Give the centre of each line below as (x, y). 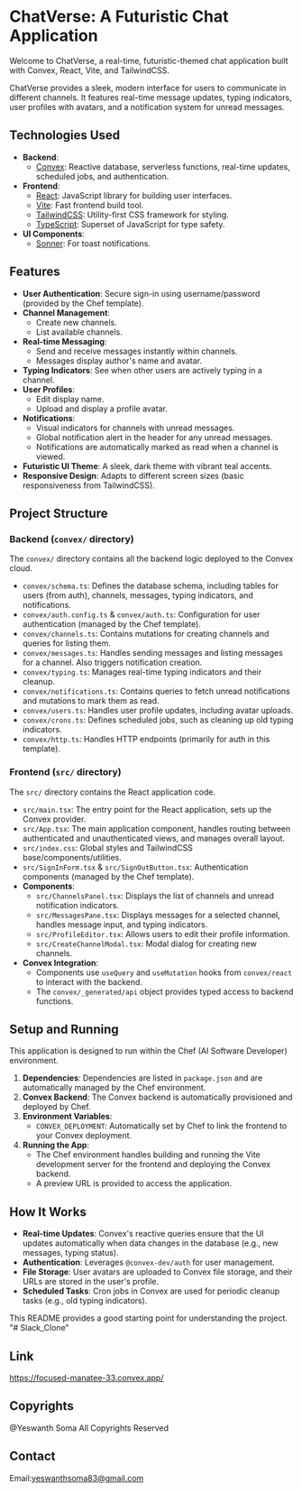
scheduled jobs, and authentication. (102, 176)
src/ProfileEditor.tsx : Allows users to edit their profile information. (163, 934)
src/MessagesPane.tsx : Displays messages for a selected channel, (158, 915)
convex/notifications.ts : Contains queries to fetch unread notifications (156, 691)
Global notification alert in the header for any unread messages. (154, 437)
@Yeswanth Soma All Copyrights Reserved (89, 1428)
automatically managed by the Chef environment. (114, 1088)
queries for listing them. (66, 643)
